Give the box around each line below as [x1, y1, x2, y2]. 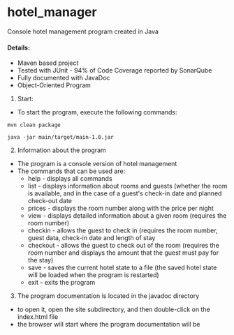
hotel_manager [7, 4, 97, 20]
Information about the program [17, 146, 106, 154]
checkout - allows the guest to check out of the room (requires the [27, 241, 220, 250]
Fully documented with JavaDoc [17, 74, 110, 82]
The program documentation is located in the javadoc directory [17, 292, 200, 300]
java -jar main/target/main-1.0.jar [7, 134, 114, 141]
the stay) [27, 256, 54, 265]
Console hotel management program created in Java [7, 27, 159, 36]
